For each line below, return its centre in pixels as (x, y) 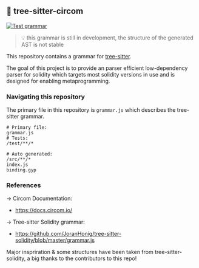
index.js (17, 165)
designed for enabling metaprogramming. (58, 81)
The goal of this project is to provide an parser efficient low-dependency (97, 68)
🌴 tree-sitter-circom (45, 11)
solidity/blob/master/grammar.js (55, 240)
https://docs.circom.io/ (44, 210)
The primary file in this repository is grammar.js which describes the (91, 110)
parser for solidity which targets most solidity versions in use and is (90, 74)
